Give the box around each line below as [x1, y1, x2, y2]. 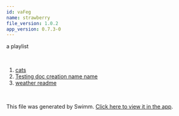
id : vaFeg [6, 9, 32, 15]
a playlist [6, 43, 29, 50]
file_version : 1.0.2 [6, 20, 59, 26]
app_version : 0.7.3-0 [6, 26, 61, 32]
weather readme [15, 79, 57, 87]
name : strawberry [6, 15, 51, 21]
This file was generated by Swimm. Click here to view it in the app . [6, 103, 174, 111]
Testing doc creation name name [15, 73, 98, 80]
